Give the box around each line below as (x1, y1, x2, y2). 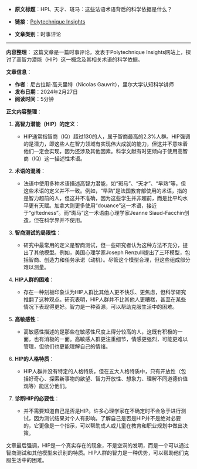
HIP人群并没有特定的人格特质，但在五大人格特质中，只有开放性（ (23, 368, 181, 374)
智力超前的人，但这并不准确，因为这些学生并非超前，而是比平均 (28, 195, 183, 201)
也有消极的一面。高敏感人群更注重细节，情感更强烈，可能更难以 (33, 336, 188, 342)
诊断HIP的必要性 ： (14, 395, 60, 401)
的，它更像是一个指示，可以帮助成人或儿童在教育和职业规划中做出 (23, 422, 183, 429)
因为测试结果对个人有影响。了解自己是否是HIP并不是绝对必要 (33, 415, 181, 421)
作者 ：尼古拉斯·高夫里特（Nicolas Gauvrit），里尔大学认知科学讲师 (14, 81, 174, 87)
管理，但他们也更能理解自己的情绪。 (23, 343, 111, 350)
